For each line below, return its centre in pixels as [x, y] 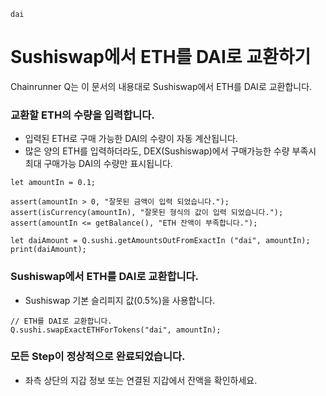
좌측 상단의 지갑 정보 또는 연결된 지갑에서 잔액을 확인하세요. [141, 380]
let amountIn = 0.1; [53, 183]
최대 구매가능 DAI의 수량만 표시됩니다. [98, 164]
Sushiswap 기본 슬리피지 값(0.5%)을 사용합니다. [120, 300]
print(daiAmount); [48, 250]
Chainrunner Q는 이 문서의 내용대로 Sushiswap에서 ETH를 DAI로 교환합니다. [161, 86]
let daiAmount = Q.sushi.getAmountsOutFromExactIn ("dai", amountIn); [160, 241]
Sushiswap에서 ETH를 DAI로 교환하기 [161, 57]
